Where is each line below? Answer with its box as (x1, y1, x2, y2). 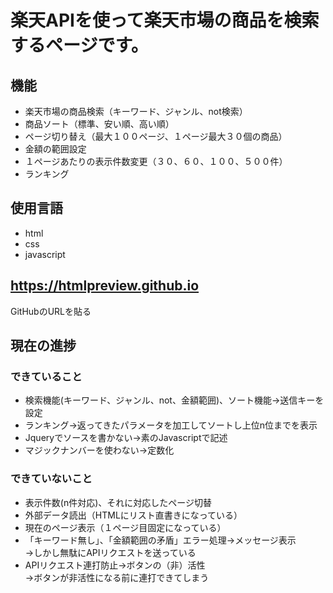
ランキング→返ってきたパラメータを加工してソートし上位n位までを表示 (24, 419, 318, 431)
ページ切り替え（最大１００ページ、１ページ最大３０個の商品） (24, 131, 288, 142)
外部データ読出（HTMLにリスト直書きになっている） (24, 509, 243, 521)
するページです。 (10, 34, 149, 57)
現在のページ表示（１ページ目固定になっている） (24, 521, 227, 533)
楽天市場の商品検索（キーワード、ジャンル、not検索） (24, 106, 248, 117)
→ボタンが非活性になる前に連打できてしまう (24, 571, 210, 583)
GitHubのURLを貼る (10, 305, 92, 317)
